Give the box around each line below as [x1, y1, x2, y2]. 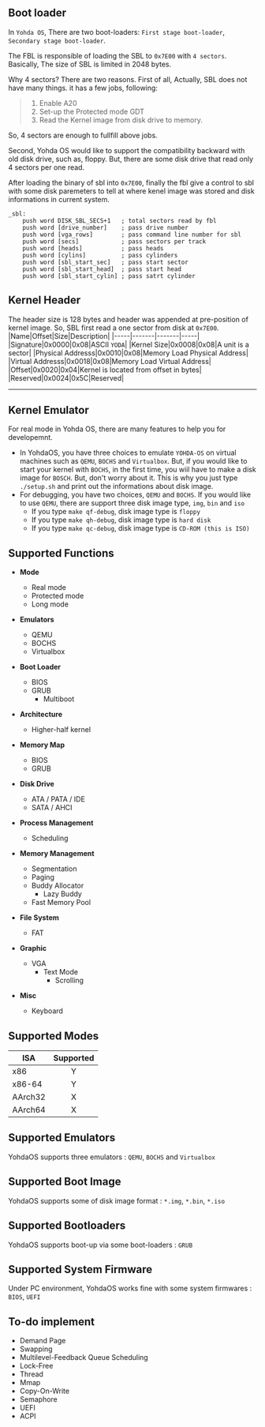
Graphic [19, 944, 47, 953]
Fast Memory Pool [31, 898, 91, 907]
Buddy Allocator [31, 881, 84, 891]
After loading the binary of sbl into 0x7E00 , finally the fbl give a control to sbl [8, 178, 255, 187]
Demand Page [19, 1336, 66, 1346]
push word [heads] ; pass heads [22, 244, 164, 252]
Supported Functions [8, 546, 114, 560]
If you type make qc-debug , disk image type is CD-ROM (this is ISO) [31, 524, 250, 533]
